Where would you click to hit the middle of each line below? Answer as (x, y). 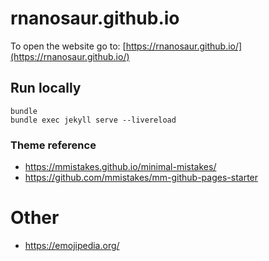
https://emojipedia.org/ (72, 245)
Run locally (46, 88)
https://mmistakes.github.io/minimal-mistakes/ (120, 167)
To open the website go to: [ (68, 46)
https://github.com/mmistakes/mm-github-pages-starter (141, 178)
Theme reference (53, 145)
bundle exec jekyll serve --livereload (93, 120)
